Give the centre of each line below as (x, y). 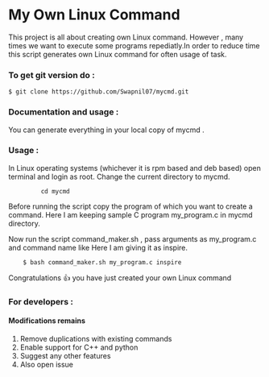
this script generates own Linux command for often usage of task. (118, 54)
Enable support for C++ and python (79, 347)
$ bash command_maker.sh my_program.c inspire (102, 262)
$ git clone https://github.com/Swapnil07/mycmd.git (99, 92)
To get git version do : (52, 75)
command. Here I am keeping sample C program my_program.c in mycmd (130, 214)
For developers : (41, 301)
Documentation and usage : (64, 112)
